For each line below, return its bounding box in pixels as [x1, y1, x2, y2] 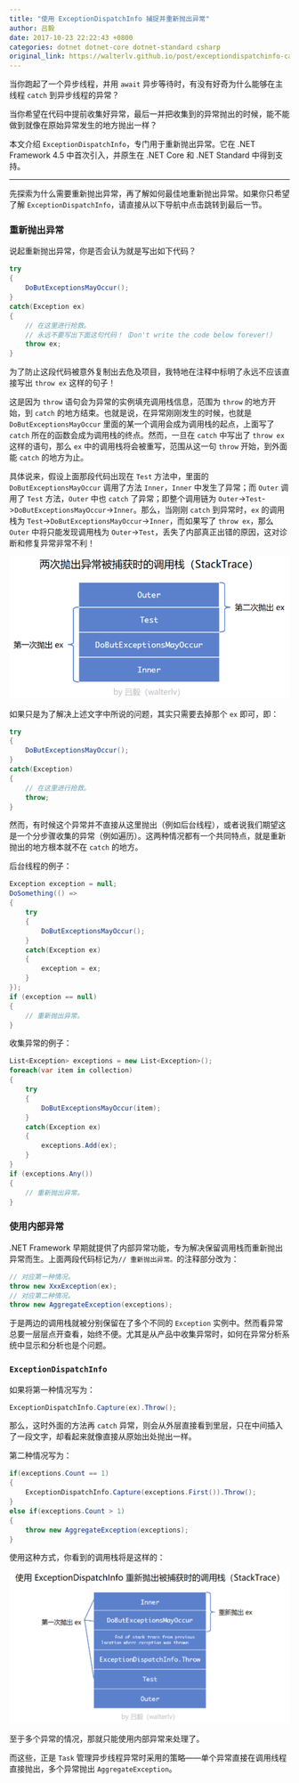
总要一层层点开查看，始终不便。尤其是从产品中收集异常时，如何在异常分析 [9, 1329, 282, 1339]
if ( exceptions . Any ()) [9, 1169, 93, 1178]
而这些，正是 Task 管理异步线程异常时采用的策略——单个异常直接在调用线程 [9, 1752, 287, 1763]
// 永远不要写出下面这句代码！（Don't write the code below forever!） [25, 330, 277, 339]
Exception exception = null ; [9, 880, 117, 889]
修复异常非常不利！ [24, 538, 95, 549]
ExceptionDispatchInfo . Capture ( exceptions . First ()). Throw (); [25, 1488, 256, 1497]
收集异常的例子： [9, 1038, 72, 1048]
